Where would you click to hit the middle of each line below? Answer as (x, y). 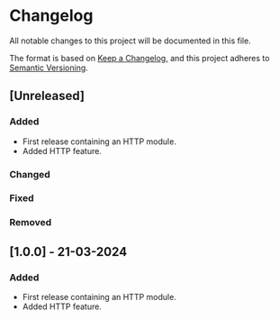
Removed (31, 223)
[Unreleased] (47, 96)
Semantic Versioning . (49, 68)
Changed (30, 174)
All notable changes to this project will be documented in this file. (130, 41)
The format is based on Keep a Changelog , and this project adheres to (139, 58)
